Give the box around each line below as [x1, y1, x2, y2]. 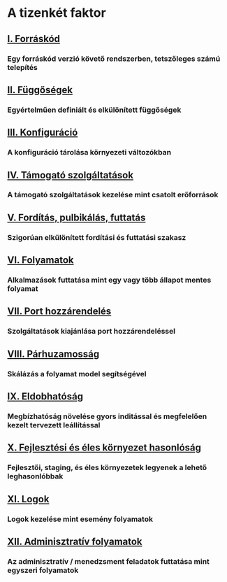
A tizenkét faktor [7, 5, 106, 21]
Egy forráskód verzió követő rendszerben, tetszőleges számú [7, 54, 221, 64]
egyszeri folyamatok [7, 565, 79, 575]
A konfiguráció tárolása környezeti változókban [7, 148, 172, 157]
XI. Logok [7, 493, 50, 505]
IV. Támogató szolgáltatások [7, 169, 134, 181]
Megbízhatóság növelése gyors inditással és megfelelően [7, 411, 207, 421]
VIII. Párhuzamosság [7, 348, 100, 360]
